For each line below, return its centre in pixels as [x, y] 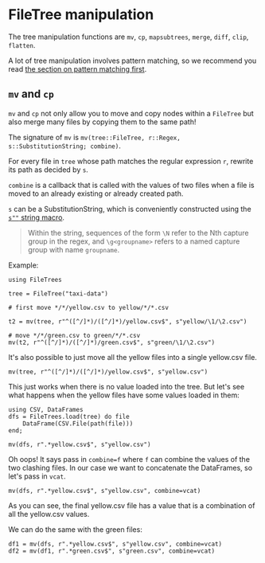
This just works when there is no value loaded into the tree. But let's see [127, 386]
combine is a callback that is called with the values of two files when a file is [131, 185]
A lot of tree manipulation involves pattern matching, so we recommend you [132, 61]
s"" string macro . [37, 217]
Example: [23, 265]
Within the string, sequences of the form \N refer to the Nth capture [138, 233]
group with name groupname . [74, 249]
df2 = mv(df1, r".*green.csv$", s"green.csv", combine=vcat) [112, 551]
